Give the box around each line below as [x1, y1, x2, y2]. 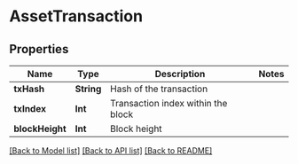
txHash [13, 82, 45, 95]
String [74, 82, 102, 95]
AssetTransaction [9, 6, 144, 27]
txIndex [13, 103, 47, 114]
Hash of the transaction [110, 82, 208, 95]
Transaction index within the [110, 98, 228, 109]
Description [154, 68, 206, 80]
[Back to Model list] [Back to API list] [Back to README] [9, 145, 213, 156]
